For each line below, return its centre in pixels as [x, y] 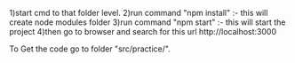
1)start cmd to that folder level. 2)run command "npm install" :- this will [139, 13]
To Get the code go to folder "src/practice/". [90, 49]
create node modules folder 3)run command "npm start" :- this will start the [147, 22]
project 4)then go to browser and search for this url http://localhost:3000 [143, 31]
